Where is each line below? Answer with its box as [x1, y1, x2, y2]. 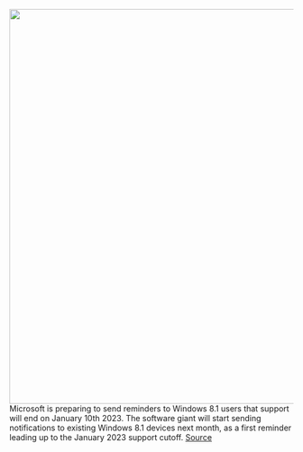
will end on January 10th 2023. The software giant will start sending [9, 413, 262, 423]
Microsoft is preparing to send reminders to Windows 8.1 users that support [9, 403, 290, 414]
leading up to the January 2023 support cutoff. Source [9, 432, 213, 442]
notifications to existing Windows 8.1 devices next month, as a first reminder [9, 422, 292, 433]
